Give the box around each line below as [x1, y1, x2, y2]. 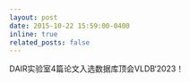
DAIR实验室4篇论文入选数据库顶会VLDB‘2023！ [9, 63, 185, 74]
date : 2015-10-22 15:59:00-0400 [9, 21, 130, 30]
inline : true [9, 29, 58, 38]
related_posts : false [9, 37, 91, 47]
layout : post [9, 12, 58, 22]
